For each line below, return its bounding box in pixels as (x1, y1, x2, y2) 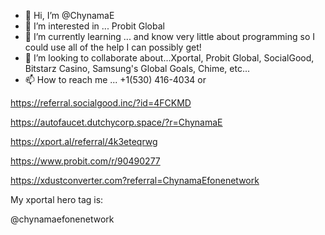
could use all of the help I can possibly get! (24, 41, 202, 53)
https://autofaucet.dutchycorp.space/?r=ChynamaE (10, 116, 223, 128)
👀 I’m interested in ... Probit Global (24, 20, 165, 32)
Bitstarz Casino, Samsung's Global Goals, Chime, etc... (24, 63, 251, 74)
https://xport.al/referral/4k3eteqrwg (10, 136, 158, 147)
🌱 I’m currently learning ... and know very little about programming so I (24, 31, 316, 42)
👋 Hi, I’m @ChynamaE (24, 10, 115, 21)
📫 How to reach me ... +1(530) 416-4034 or (24, 74, 207, 85)
